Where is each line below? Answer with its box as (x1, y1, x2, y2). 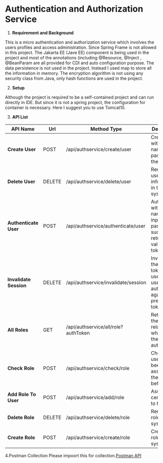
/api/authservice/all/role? (66, 323, 124, 330)
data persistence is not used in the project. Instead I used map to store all (5, 65, 152, 71)
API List (12, 114, 28, 120)
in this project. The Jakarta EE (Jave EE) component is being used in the (5, 50, 149, 55)
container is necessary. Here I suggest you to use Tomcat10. (5, 105, 126, 110)
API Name (11, 125, 35, 132)
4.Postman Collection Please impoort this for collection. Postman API (5, 452, 142, 458)
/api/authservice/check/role (66, 365, 130, 372)
